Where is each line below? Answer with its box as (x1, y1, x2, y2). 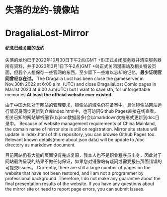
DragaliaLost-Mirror (5, 28, 89, 39)
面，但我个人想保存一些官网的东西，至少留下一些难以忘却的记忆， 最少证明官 (5, 69, 162, 75)
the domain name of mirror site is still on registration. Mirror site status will (5, 126, 158, 132)
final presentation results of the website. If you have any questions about (5, 181, 155, 187)
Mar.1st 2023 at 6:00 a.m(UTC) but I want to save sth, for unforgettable (5, 86, 151, 92)
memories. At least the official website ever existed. (5, 91, 113, 97)
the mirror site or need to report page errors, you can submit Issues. (5, 186, 145, 192)
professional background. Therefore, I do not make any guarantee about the (5, 175, 161, 181)
